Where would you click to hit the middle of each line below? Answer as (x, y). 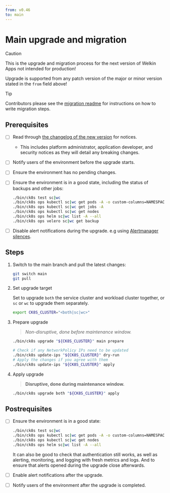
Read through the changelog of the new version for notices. (75, 137)
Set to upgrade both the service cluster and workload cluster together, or (89, 298)
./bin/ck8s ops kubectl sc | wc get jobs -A (58, 207)
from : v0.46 (18, 10)
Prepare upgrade (30, 322)
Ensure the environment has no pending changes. (65, 172)
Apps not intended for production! (40, 69)
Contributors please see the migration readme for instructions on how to (80, 104)
